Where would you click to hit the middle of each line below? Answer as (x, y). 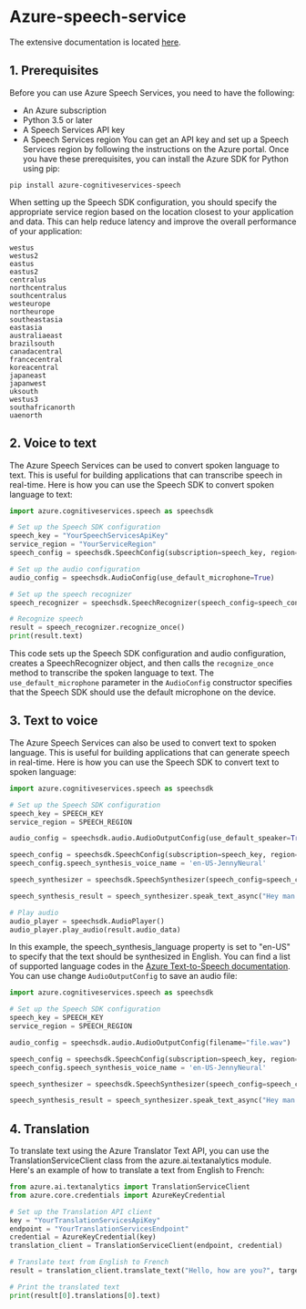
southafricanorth (42, 407)
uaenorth (26, 415)
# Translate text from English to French (89, 1263)
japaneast (28, 376)
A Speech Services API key (74, 129)
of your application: (46, 231)
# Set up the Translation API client (81, 1211)
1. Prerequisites (54, 71)
